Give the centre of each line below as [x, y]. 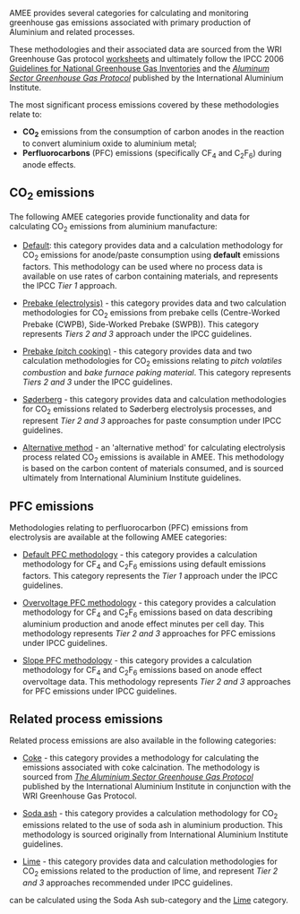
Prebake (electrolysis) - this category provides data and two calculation [154, 303]
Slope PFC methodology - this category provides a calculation [137, 660]
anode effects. [49, 164]
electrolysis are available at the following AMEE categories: [118, 538]
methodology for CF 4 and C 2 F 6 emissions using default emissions [144, 565]
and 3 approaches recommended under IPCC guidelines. [127, 883]
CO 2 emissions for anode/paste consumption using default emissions [151, 256]
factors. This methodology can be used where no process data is [142, 267]
